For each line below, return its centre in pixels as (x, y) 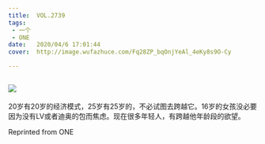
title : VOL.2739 (37, 15)
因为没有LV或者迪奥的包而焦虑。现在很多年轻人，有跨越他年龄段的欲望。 (127, 116)
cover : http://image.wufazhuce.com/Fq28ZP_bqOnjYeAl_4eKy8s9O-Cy (120, 52)
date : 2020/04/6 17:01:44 (55, 45)
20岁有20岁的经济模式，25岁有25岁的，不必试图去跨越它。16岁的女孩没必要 (132, 106)
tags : (17, 23)
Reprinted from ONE (41, 131)
